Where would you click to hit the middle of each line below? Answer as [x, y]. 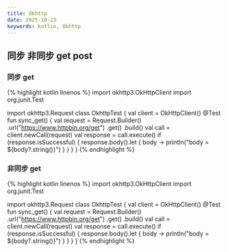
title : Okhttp [27, 13]
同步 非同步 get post [50, 56]
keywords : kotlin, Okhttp [44, 26]
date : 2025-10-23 [32, 20]
